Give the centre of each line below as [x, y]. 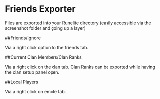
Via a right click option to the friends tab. [47, 47]
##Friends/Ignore [23, 38]
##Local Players [22, 82]
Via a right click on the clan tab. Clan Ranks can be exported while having [80, 67]
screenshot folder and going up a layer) [45, 28]
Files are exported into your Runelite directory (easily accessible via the [78, 23]
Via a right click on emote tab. [36, 91]
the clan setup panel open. [32, 72]
